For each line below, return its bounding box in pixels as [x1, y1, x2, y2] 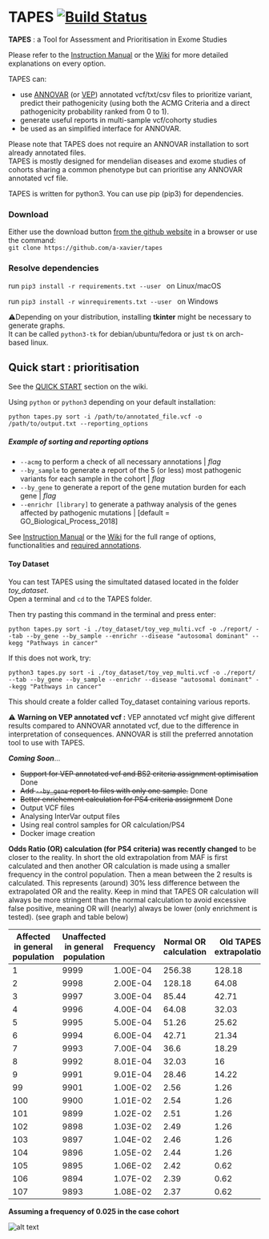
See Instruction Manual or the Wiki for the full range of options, [8, 532, 216, 542]
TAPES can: [8, 74, 47, 83]
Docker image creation [19, 828, 96, 837]
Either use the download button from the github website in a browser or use [8, 227, 258, 236]
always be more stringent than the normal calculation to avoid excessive [8, 894, 247, 905]
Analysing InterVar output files [19, 811, 120, 821]
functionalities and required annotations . [8, 541, 142, 551]
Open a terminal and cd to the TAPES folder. [8, 594, 152, 603]
